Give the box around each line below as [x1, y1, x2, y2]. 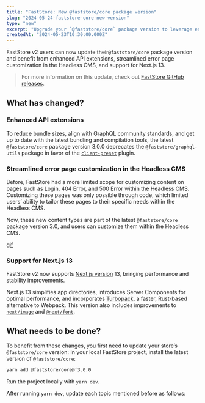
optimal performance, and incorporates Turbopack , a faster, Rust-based [6, 295, 188, 303]
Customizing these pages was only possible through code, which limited [6, 191, 189, 199]
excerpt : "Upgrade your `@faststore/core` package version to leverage [6, 26, 192, 32]
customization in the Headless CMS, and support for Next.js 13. [6, 62, 166, 69]
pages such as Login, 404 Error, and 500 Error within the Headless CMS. [6, 185, 190, 193]
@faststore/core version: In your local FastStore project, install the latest [6, 349, 189, 356]
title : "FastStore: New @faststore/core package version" [6, 9, 157, 15]
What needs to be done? [6, 325, 101, 336]
